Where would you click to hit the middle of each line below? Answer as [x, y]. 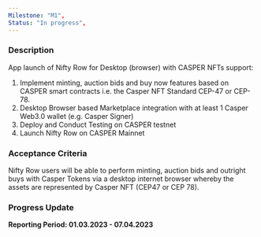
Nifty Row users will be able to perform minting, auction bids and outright [127, 171]
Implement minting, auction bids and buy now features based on [124, 83]
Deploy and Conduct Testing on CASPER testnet [98, 124]
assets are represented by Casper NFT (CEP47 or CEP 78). [104, 187]
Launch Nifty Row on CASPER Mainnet [82, 133]
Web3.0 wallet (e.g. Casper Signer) [76, 116]
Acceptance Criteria [48, 153]
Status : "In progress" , [47, 23]
